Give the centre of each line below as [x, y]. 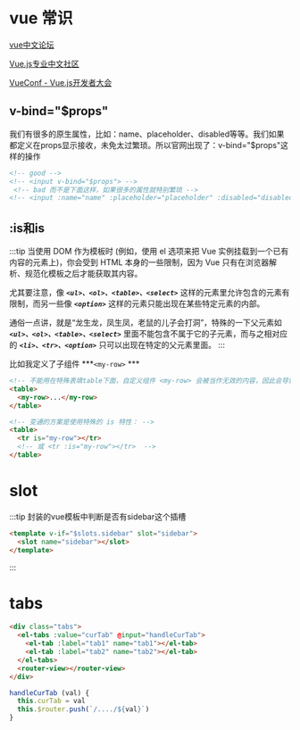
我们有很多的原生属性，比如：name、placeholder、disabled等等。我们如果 [147, 134]
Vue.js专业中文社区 [44, 63]
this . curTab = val [52, 701]
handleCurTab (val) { [50, 693]
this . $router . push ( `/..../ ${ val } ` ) [83, 709]
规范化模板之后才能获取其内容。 [83, 274]
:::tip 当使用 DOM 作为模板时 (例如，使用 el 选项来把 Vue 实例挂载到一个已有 [149, 252]
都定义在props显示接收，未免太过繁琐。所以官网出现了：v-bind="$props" [145, 145]
